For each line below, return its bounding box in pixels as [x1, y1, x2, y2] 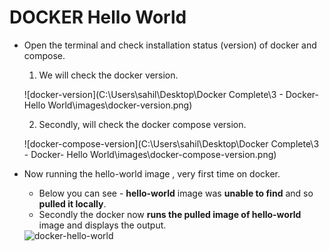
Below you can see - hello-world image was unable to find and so [38, 187, 314, 199]
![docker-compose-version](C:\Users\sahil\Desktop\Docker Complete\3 [23, 137, 320, 150]
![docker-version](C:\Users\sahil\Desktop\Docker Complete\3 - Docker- [23, 88, 319, 100]
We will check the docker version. [38, 69, 179, 81]
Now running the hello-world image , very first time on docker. [23, 167, 281, 180]
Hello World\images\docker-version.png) [23, 99, 193, 111]
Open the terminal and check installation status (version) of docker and [23, 39, 317, 51]
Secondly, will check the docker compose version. [38, 118, 247, 130]
